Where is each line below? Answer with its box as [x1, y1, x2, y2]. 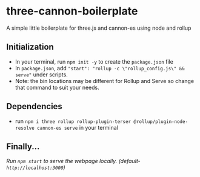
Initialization [6, 42, 55, 52]
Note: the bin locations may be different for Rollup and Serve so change [15, 77, 195, 84]
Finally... [6, 141, 40, 152]
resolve [15, 125, 35, 131]
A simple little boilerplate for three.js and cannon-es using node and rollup [6, 24, 192, 32]
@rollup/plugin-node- [133, 118, 188, 125]
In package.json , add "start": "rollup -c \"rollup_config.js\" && [15, 64, 185, 72]
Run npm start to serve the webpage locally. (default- [6, 158, 141, 165]
